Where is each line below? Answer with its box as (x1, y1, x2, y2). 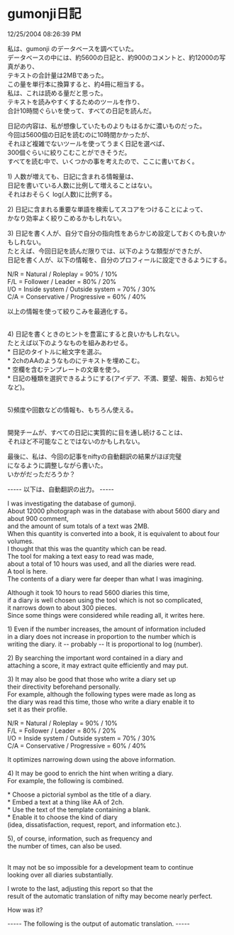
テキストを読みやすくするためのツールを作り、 (7, 97, 144, 106)
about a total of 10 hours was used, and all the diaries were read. (7, 559, 196, 568)
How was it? (7, 905, 43, 914)
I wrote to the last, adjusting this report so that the (7, 884, 154, 892)
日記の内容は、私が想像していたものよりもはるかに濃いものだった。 (7, 121, 206, 130)
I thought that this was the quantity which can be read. (7, 544, 167, 553)
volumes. (7, 537, 34, 545)
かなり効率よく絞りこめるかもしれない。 (7, 214, 126, 222)
